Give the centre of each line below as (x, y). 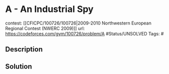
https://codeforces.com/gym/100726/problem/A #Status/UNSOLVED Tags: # (84, 33)
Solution (19, 66)
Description (24, 49)
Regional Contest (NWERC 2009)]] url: (45, 28)
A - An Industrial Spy (50, 9)
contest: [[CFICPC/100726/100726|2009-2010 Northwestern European (78, 23)
